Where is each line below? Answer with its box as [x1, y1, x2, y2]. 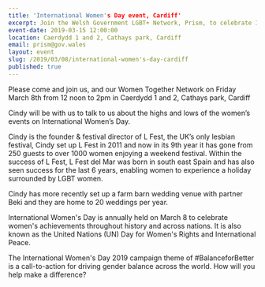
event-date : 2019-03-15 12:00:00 [8, 26, 118, 34]
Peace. [8, 237, 32, 247]
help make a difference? [8, 270, 87, 279]
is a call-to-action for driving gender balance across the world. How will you [8, 261, 256, 270]
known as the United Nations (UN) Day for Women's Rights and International [8, 229, 256, 239]
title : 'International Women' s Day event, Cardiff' [8, 11, 181, 20]
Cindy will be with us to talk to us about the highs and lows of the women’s [8, 108, 251, 117]
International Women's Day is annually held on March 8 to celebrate [8, 212, 229, 222]
